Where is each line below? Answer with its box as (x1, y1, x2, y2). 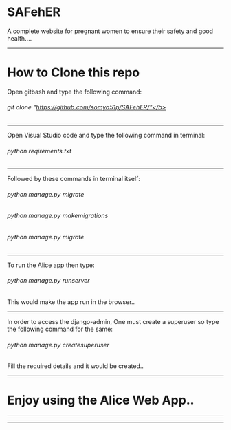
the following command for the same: (7, 325, 113, 333)
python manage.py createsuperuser (7, 341, 110, 349)
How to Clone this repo (7, 65, 140, 80)
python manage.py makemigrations (7, 211, 109, 220)
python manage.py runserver (7, 277, 91, 285)
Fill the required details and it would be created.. (7, 362, 144, 370)
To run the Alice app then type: (7, 261, 95, 269)
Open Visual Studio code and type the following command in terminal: (7, 131, 205, 140)
